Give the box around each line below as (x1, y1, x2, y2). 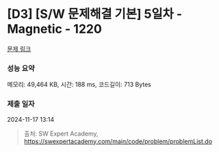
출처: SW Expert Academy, (23, 129, 99, 138)
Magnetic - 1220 (7, 21, 103, 37)
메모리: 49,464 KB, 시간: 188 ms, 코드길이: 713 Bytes (7, 80, 152, 89)
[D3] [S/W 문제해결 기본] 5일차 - (7, 6, 183, 22)
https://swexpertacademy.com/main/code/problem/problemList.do (23, 137, 213, 145)
